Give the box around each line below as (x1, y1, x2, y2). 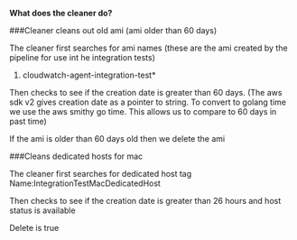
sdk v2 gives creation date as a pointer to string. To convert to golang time (9, 97, 287, 107)
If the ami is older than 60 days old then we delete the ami (9, 134, 226, 143)
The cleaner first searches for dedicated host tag (9, 169, 192, 179)
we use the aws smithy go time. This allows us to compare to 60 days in (9, 106, 277, 116)
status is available (9, 205, 76, 216)
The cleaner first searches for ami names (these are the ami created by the (9, 42, 288, 53)
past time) (9, 116, 47, 126)
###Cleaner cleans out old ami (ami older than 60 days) (9, 25, 218, 35)
